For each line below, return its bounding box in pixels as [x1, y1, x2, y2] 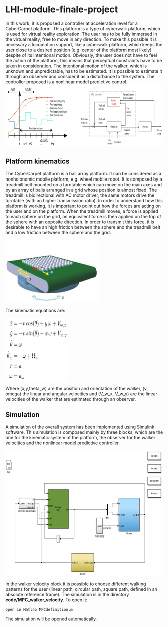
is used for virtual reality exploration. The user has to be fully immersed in [5, 31, 158, 37]
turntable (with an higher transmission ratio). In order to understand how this [5, 197, 163, 203]
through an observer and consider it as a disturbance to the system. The [5, 73, 155, 79]
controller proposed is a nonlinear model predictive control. [5, 79, 128, 85]
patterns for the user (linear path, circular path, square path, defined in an [5, 586, 158, 592]
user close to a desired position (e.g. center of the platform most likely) [5, 47, 152, 53]
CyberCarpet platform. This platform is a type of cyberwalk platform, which [5, 25, 160, 31]
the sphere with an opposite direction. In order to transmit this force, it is [5, 219, 154, 225]
